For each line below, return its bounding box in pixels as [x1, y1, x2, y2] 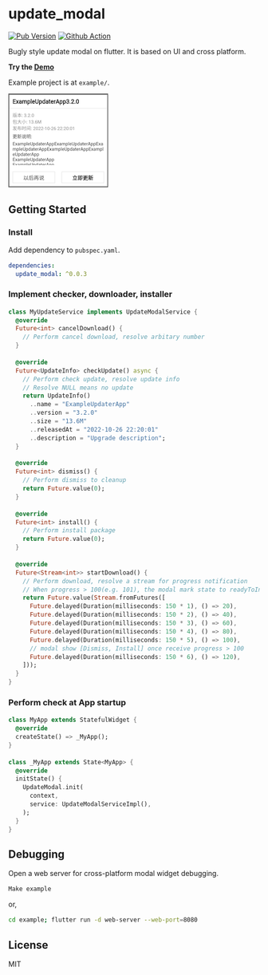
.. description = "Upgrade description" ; [29, 434, 166, 442]
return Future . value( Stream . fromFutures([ [22, 594, 166, 602]
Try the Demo [8, 61, 54, 72]
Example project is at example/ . [8, 77, 110, 87]
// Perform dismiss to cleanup [22, 476, 127, 484]
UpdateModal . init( [22, 784, 84, 791]
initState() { [15, 775, 62, 783]
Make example [8, 885, 52, 894]
